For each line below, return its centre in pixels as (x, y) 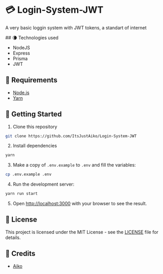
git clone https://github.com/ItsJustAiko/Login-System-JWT (71, 136)
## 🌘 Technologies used (32, 38)
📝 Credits (21, 254)
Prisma (20, 58)
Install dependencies (35, 146)
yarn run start (22, 194)
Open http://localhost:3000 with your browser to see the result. (80, 204)
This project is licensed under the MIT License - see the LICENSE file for (82, 232)
